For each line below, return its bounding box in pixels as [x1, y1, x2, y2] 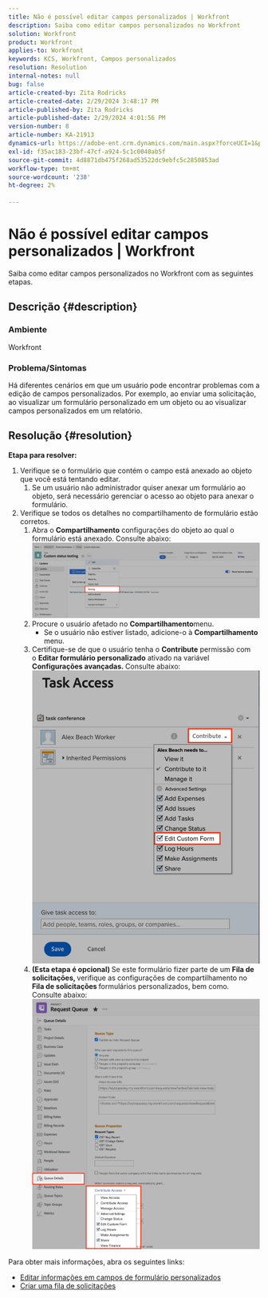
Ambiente [8, 324, 48, 335]
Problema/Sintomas [8, 362, 87, 373]
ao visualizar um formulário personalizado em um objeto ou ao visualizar [8, 397, 247, 407]
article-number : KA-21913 [8, 131, 94, 139]
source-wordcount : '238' [8, 173, 91, 181]
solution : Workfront [8, 30, 77, 38]
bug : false [8, 80, 45, 88]
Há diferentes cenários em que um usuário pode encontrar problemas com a [8, 380, 260, 390]
